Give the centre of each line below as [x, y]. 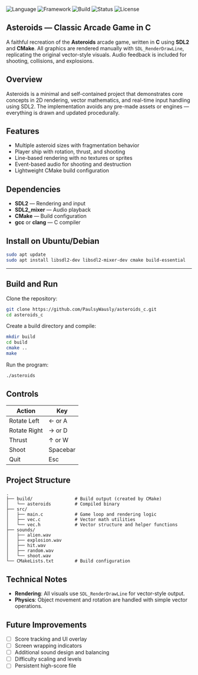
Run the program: [27, 365]
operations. [29, 606]
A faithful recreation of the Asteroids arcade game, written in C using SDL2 [98, 42]
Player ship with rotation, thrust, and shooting [70, 152]
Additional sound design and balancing [62, 652]
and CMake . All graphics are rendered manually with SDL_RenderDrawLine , [95, 48]
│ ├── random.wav [30, 551]
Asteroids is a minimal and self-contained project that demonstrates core [95, 94]
